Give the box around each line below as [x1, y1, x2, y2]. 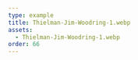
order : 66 [8, 41, 41, 48]
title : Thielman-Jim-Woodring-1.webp [8, 19, 131, 26]
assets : [8, 26, 34, 34]
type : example [8, 11, 55, 19]
